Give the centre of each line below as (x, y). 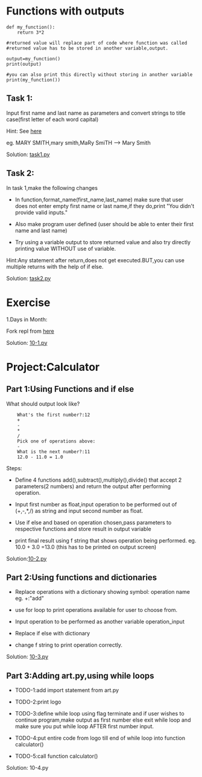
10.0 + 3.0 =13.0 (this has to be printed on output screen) (86, 547)
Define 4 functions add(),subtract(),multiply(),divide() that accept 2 (98, 480)
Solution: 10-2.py (27, 558)
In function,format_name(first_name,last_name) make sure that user (99, 200)
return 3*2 (31, 32)
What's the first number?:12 (54, 415)
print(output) (24, 64)
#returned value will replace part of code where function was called (97, 43)
